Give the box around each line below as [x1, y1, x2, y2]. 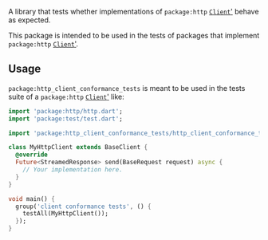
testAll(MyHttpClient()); [22, 210, 109, 218]
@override [15, 151, 48, 159]
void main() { [8, 195, 56, 203]
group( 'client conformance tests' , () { [15, 203, 152, 210]
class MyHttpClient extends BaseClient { [8, 144, 148, 151]
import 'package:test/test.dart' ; [8, 115, 124, 123]
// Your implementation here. [22, 166, 124, 174]
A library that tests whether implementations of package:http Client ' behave [8, 7, 259, 16]
